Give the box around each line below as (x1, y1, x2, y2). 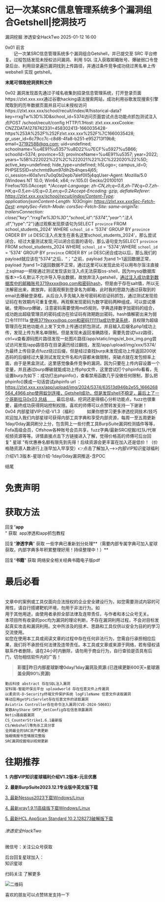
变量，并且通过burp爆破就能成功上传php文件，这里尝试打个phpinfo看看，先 (5, 366, 159, 372)
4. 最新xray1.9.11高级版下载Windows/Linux (5, 805, 90, 811)
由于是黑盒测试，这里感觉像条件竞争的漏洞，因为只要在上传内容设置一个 (13, 360, 160, 366)
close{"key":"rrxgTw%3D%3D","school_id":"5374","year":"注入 (5, 214, 133, 220)
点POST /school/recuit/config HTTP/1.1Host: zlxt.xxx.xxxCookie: (5, 119, 135, 125)
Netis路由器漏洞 (5, 713, 35, 718)
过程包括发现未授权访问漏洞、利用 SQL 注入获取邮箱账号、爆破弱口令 (13, 57, 154, 62)
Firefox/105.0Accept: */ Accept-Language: (5, 182, 90, 188)
